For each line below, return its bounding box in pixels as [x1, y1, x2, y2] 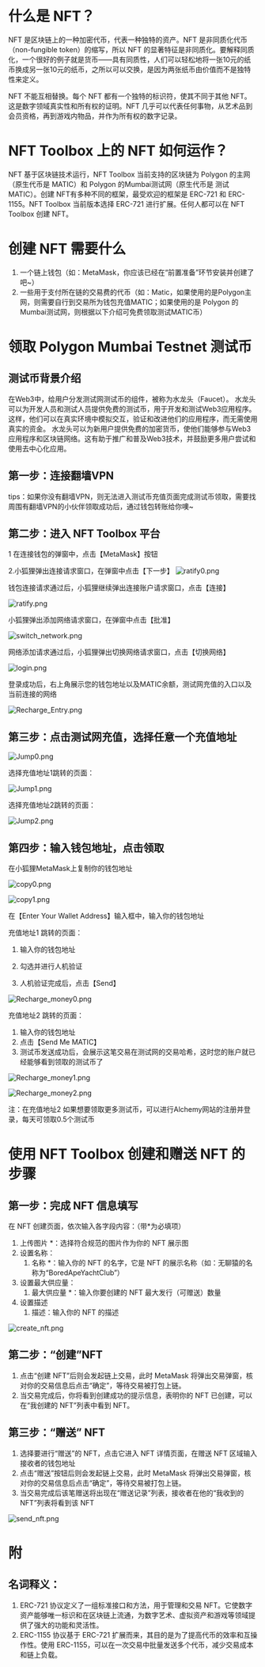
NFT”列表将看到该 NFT [19, 1498, 95, 1507]
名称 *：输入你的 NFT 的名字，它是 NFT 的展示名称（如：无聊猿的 [31, 1258, 246, 1268]
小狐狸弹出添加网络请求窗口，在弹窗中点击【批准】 [8, 615, 175, 625]
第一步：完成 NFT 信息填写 [8, 1199, 138, 1212]
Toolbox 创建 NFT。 [8, 209, 74, 219]
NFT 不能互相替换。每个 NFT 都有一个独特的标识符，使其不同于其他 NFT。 [8, 91, 252, 101]
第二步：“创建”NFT [8, 1348, 103, 1362]
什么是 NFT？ [8, 7, 96, 25]
